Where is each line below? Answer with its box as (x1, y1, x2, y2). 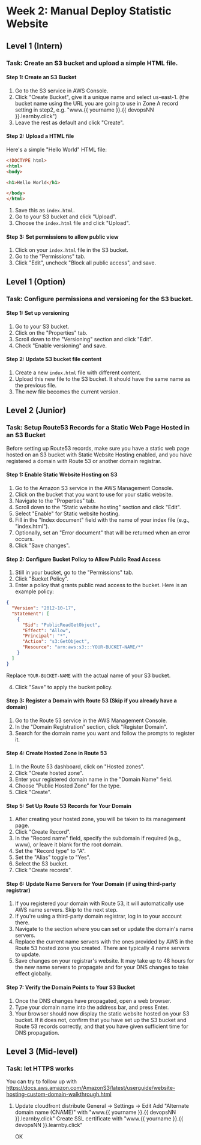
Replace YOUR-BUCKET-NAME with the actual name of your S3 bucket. (6, 672, 171, 679)
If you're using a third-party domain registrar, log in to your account (14, 913, 182, 920)
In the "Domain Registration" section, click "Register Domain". (14, 723, 168, 730)
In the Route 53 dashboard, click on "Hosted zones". (14, 763, 145, 770)
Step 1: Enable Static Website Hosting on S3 (6, 471, 118, 478)
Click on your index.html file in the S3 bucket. (14, 247, 129, 254)
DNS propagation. (14, 1029, 60, 1036)
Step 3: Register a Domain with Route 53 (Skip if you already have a (6, 697, 177, 704)
